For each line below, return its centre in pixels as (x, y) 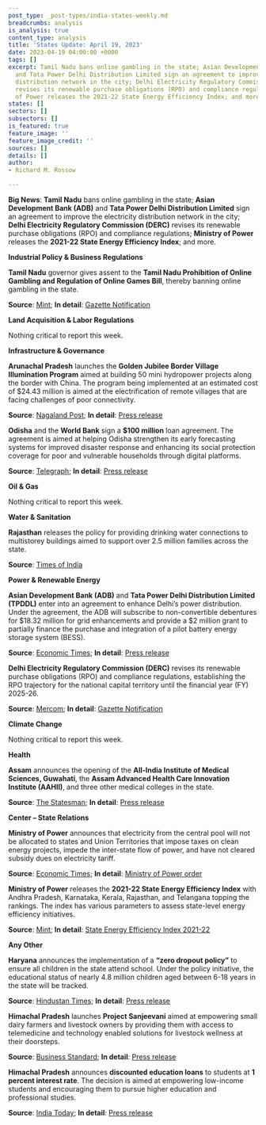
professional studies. (42, 1097)
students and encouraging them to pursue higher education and (112, 1089)
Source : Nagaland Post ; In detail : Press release (85, 415)
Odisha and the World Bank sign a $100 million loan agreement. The (121, 430)
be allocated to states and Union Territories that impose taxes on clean (123, 841)
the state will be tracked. (48, 986)
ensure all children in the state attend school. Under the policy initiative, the (131, 969)
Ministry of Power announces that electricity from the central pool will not (129, 833)
